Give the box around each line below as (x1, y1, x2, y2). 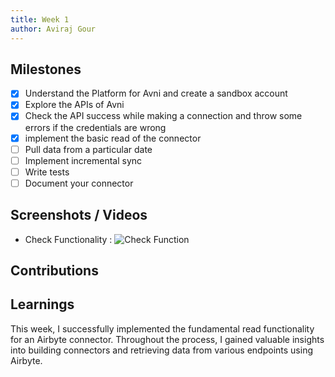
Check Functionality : (24, 233, 113, 245)
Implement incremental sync (24, 154, 143, 166)
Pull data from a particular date (24, 143, 153, 155)
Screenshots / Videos (10, 207, 148, 224)
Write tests (24, 166, 70, 178)
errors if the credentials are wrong (24, 121, 167, 133)
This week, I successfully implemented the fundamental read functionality (10, 322, 315, 335)
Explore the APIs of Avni (24, 99, 125, 111)
